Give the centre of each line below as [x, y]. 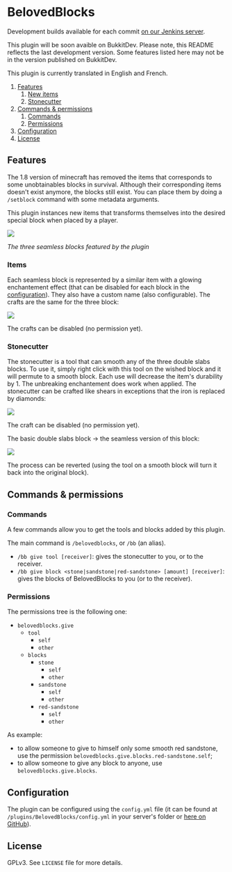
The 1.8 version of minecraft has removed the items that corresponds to [110, 177]
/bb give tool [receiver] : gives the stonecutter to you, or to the [110, 557]
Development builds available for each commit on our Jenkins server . [106, 31]
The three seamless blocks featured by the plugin [78, 246]
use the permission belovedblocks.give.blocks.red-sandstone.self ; [115, 756]
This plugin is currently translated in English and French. [88, 73]
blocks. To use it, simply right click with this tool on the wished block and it [114, 369]
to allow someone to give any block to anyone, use [90, 763]
